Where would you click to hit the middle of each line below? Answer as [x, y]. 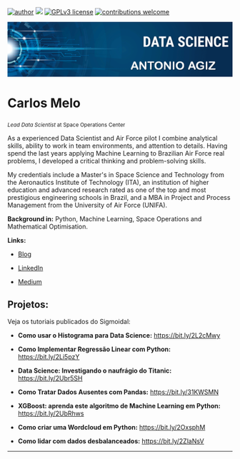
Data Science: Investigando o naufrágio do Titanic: [95, 370]
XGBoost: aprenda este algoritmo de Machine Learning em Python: [119, 406]
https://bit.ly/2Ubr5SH [50, 378]
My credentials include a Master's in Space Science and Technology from [116, 175]
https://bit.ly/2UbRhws [51, 413]
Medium [30, 282]
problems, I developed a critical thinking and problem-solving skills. [107, 161]
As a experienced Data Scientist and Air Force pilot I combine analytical [112, 138]
